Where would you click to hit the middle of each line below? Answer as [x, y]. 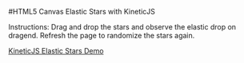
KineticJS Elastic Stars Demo [56, 51]
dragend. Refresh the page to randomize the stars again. [102, 35]
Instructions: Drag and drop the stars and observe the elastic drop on [122, 27]
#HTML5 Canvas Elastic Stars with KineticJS [82, 12]
